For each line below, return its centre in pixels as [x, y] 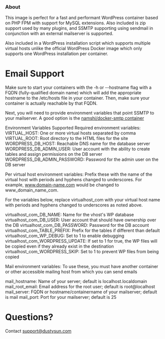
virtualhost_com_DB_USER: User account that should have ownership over [81, 220]
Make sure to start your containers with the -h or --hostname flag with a [78, 87]
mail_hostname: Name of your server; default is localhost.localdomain [76, 281]
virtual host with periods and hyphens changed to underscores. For [74, 180]
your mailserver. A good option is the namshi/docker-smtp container [75, 118]
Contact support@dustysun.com [38, 331]
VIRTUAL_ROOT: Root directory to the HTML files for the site [67, 138]
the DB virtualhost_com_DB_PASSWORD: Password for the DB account [77, 225]
